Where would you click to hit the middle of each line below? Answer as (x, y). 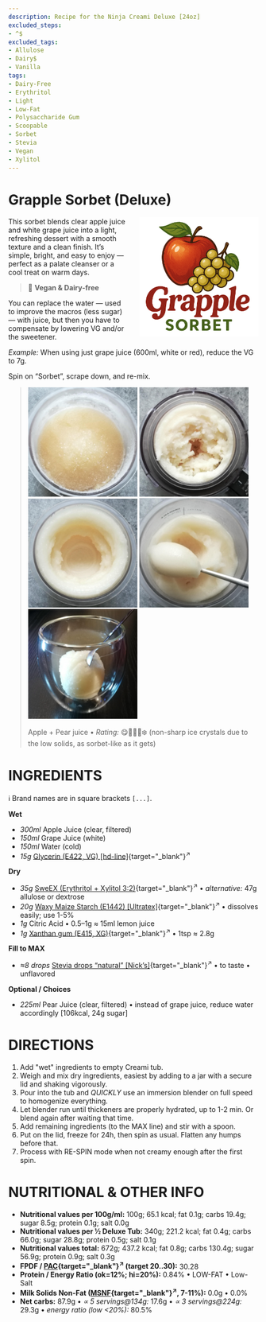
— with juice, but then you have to (64, 320)
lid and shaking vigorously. (64, 1084)
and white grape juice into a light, (63, 230)
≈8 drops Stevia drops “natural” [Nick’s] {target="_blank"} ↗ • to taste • (135, 964)
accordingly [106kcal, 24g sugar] (74, 1013)
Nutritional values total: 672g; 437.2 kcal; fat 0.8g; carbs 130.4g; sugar (137, 1248)
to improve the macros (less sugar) (66, 312)
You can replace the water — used (65, 303)
